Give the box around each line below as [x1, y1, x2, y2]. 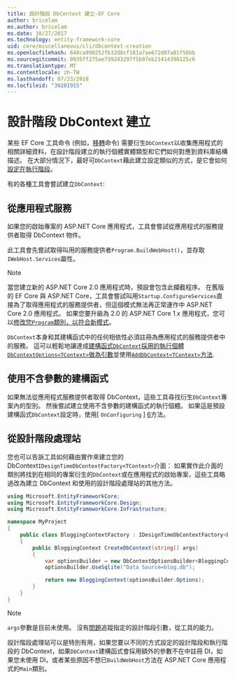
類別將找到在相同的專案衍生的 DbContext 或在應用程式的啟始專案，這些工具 [7, 470, 220, 478]
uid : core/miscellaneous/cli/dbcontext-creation [7, 43, 152, 50]
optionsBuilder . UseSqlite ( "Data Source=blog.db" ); [44, 564, 196, 571]
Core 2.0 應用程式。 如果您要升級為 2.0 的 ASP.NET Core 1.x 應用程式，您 [7, 309, 219, 317]
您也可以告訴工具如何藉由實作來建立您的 [7, 452, 124, 461]
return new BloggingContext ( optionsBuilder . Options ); [44, 577, 205, 584]
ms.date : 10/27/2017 [7, 29, 68, 37]
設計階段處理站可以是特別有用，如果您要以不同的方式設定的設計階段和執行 [7, 638, 222, 646]
